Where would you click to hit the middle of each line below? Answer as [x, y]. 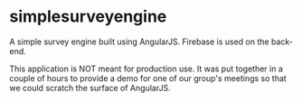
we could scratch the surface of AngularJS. [90, 88]
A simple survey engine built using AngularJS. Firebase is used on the [139, 42]
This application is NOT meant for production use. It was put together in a [146, 69]
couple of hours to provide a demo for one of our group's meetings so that [148, 78]
